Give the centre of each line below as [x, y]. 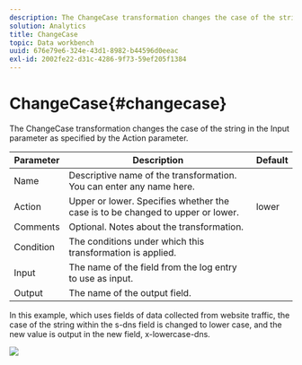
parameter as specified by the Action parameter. [99, 138]
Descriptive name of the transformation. [153, 175]
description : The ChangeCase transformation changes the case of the [142, 17]
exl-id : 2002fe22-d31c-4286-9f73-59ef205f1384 [98, 59]
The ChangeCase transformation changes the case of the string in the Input [150, 128]
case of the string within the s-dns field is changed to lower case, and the [146, 325]
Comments [37, 227]
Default [272, 160]
